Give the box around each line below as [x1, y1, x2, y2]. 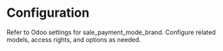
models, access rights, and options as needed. [6, 35, 141, 43]
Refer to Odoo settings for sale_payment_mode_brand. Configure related [6, 28, 216, 36]
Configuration [6, 5, 90, 21]
